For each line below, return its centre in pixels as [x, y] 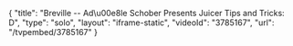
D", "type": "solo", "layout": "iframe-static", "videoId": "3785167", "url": [141, 23]
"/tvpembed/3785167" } [53, 32]
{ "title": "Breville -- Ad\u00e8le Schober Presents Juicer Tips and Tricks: [146, 13]
